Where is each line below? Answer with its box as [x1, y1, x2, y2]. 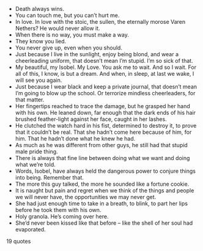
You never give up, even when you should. [15, 44, 122, 51]
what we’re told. [15, 161, 56, 168]
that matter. [15, 96, 45, 103]
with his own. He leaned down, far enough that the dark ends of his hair [15, 109, 196, 116]
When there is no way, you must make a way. [15, 31, 130, 38]
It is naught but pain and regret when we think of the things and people [15, 187, 194, 194]
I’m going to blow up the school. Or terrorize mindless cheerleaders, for [15, 90, 196, 96]
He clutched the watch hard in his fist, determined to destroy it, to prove [15, 122, 197, 129]
